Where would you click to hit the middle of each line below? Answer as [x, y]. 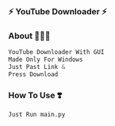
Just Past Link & [37, 67]
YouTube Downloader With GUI [56, 52]
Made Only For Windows [46, 60]
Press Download [33, 74]
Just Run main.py [37, 115]
